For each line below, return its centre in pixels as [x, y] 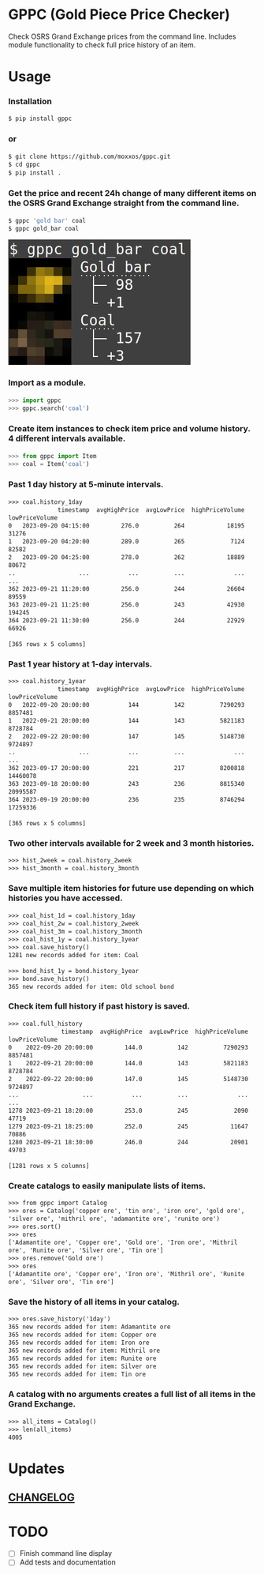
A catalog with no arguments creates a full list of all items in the [132, 1394]
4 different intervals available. [67, 438]
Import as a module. [47, 383]
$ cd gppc [24, 165]
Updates [37, 1469]
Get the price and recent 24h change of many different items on [132, 193]
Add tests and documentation [68, 1562]
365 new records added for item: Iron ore [79, 1343]
